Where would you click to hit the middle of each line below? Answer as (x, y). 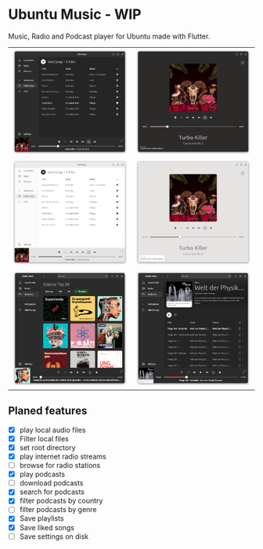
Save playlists (41, 518)
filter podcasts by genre (58, 510)
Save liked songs (47, 527)
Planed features (48, 411)
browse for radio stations (60, 466)
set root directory (47, 447)
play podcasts (42, 474)
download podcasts (51, 483)
